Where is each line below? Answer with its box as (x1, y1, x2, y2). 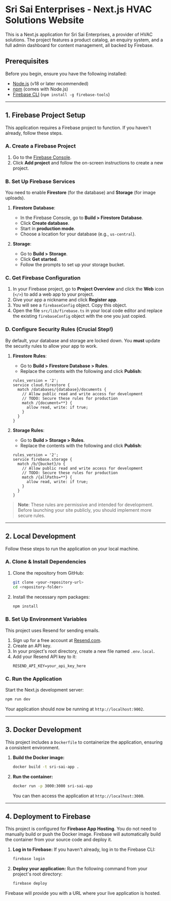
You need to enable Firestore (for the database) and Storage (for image (5, 189, 156, 196)
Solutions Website (5, 14, 84, 26)
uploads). (5, 195, 25, 201)
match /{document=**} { (22, 400, 72, 406)
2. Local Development (5, 532, 76, 541)
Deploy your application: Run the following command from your (12, 866, 148, 872)
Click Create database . (20, 220, 70, 226)
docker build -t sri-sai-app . (12, 764, 79, 769)
